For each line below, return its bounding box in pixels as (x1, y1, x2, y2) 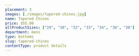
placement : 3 (5, 7, 32, 12)
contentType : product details (5, 43, 67, 48)
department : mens (5, 30, 41, 35)
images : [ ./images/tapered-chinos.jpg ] (5, 12, 87, 17)
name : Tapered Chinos (5, 16, 49, 21)
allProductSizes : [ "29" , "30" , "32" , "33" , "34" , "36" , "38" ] (5, 25, 135, 30)
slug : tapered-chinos (5, 39, 49, 44)
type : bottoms (5, 35, 34, 39)
